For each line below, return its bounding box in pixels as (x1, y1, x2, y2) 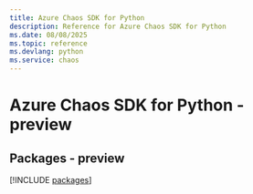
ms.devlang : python (9, 47, 84, 56)
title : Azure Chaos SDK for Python (9, 13, 145, 23)
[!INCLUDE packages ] (9, 175, 92, 185)
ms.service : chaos (9, 56, 79, 65)
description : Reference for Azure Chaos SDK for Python (9, 22, 227, 31)
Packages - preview (9, 150, 125, 166)
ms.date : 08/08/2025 (9, 30, 89, 39)
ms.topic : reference (9, 38, 89, 48)
